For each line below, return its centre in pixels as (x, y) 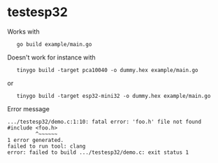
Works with (23, 31)
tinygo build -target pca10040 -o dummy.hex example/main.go (107, 70)
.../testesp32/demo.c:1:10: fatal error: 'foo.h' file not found (104, 122)
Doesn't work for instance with (51, 57)
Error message (29, 108)
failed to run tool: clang (46, 146)
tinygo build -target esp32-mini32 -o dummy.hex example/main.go (114, 96)
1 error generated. (36, 140)
